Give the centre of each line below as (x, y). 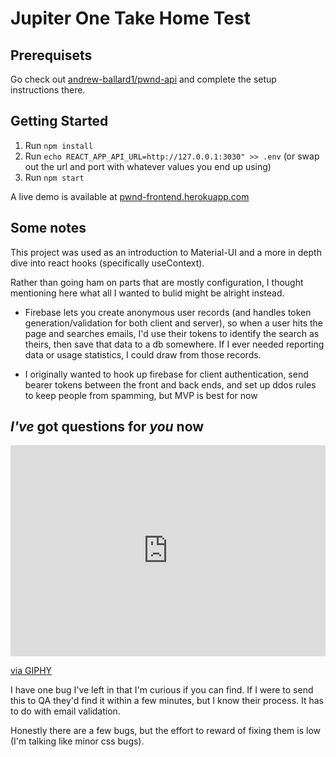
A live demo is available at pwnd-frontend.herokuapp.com (130, 196)
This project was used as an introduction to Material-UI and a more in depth (166, 252)
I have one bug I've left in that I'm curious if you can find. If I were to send (162, 690)
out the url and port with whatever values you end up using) (148, 166)
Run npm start (54, 177)
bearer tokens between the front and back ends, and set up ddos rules (170, 384)
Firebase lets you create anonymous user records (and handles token (168, 312)
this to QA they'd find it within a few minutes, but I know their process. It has (167, 701)
